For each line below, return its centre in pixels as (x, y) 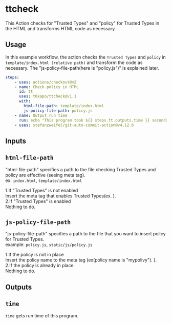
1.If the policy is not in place (35, 255)
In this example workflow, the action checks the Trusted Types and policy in (86, 57)
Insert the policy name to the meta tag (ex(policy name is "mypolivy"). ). (81, 260)
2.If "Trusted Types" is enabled (38, 201)
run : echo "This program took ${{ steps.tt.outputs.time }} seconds (93, 120)
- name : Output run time (41, 115)
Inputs (16, 141)
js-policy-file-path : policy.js (58, 111)
